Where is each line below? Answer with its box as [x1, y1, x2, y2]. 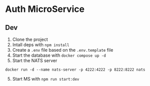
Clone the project [12, 36, 48, 42]
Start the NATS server [12, 58, 58, 63]
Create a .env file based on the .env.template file [12, 47, 113, 53]
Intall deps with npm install [12, 42, 70, 48]
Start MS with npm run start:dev [12, 76, 79, 82]
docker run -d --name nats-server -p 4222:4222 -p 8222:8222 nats [5, 67, 146, 72]
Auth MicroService [5, 3, 85, 15]
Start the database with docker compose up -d [12, 52, 106, 58]
